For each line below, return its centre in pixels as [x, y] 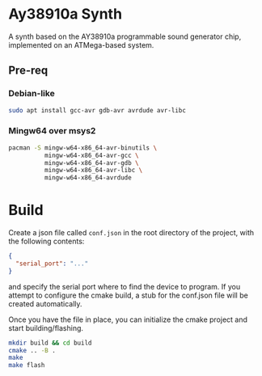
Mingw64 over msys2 [52, 131]
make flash [27, 365]
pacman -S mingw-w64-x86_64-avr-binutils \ [83, 148]
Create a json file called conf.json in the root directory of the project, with [131, 233]
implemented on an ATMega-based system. [81, 44]
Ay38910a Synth [65, 14]
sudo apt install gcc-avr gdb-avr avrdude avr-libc [97, 110]
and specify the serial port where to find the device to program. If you [125, 286]
